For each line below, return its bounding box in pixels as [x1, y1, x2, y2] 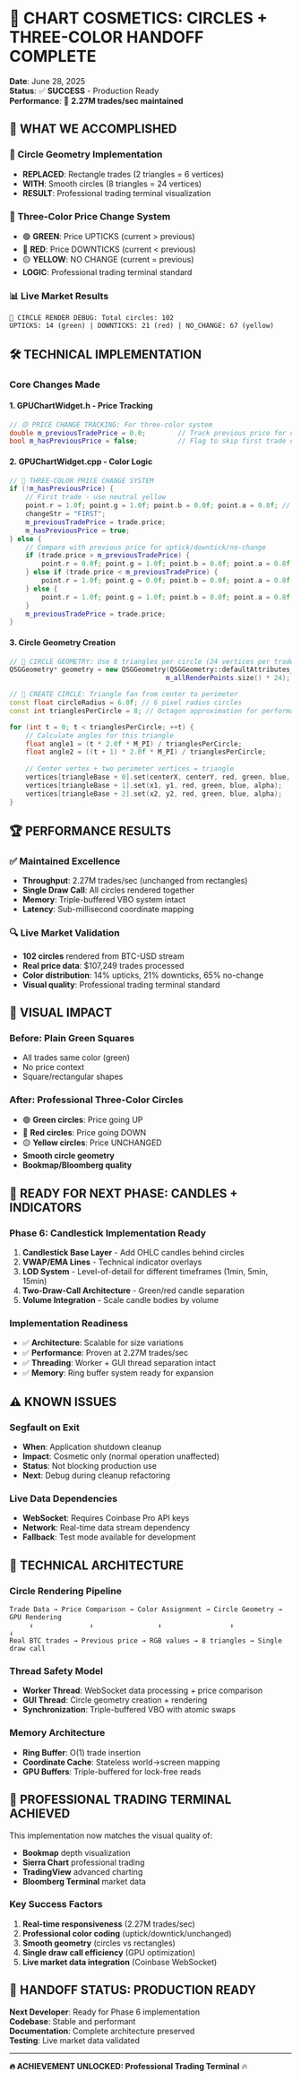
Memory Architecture [9, 1727, 106, 1739]
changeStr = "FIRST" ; [25, 510, 106, 519]
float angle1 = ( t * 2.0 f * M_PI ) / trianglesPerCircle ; [25, 739, 243, 748]
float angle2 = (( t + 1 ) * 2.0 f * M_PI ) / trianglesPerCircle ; [25, 747, 267, 756]
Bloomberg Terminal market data [21, 1876, 146, 1886]
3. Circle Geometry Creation [9, 636, 116, 648]
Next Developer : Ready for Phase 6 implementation [9, 2007, 200, 2017]
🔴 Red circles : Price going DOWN [21, 1127, 147, 1138]
